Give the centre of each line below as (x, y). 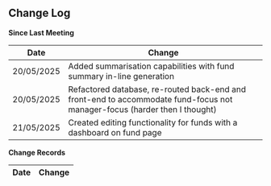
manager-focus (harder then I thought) (142, 110)
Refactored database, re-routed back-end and (157, 89)
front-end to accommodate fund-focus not (150, 99)
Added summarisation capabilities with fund (151, 66)
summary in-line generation (121, 76)
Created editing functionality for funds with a (153, 122)
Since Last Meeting (42, 32)
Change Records (37, 152)
